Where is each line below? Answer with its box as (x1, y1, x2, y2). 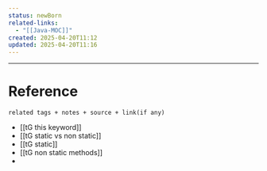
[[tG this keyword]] (19, 123, 82, 132)
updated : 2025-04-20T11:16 (8, 41, 98, 49)
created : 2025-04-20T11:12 (8, 33, 98, 42)
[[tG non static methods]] (19, 148, 103, 158)
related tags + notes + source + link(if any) (8, 108, 165, 117)
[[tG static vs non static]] (19, 131, 102, 141)
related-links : (8, 19, 59, 27)
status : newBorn (8, 11, 62, 20)
